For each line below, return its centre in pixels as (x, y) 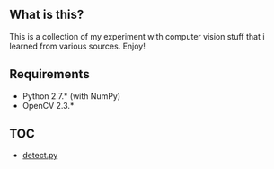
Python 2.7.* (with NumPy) (71, 96)
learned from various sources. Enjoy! (77, 46)
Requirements (49, 74)
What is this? (47, 15)
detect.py (40, 156)
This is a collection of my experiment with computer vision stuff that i (137, 36)
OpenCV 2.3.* (48, 105)
